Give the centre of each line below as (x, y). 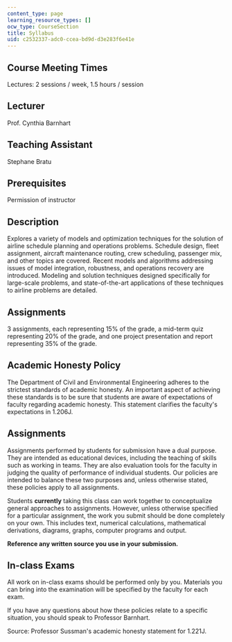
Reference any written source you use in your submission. (93, 543)
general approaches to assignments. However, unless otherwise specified (113, 508)
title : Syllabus (30, 33)
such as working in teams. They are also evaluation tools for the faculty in (112, 465)
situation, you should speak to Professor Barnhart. (79, 618)
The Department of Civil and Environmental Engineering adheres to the (108, 382)
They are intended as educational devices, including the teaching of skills (112, 458)
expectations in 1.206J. (40, 411)
